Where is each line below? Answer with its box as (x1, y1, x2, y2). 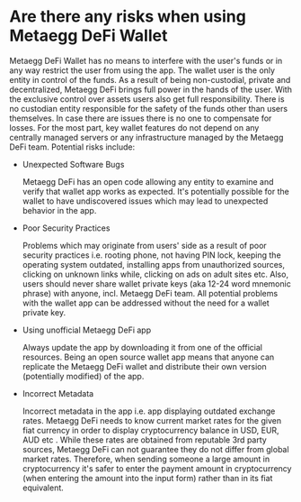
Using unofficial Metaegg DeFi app (22, 324, 151, 335)
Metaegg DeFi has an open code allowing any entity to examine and (22, 176, 274, 187)
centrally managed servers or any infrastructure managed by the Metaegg (9, 132, 284, 142)
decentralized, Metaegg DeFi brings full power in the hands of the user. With (9, 84, 292, 95)
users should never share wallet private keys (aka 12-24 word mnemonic (22, 278, 292, 289)
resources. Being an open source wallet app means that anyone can (22, 351, 275, 362)
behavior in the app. (22, 205, 97, 215)
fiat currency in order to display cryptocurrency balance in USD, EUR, (22, 424, 280, 435)
